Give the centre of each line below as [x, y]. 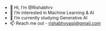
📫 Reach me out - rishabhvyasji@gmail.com [55, 23]
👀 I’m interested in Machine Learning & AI [52, 13]
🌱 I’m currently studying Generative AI [49, 18]
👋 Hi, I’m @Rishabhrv [31, 8]
